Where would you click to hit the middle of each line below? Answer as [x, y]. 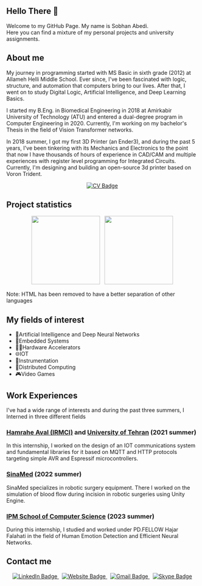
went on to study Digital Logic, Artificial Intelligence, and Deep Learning [96, 92]
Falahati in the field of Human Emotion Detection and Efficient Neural [92, 535]
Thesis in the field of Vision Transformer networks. [70, 130]
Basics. [16, 99]
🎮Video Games [35, 374]
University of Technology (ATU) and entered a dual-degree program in [95, 117]
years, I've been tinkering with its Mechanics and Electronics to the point [97, 148]
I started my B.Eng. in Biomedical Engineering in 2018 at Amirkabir [89, 110]
